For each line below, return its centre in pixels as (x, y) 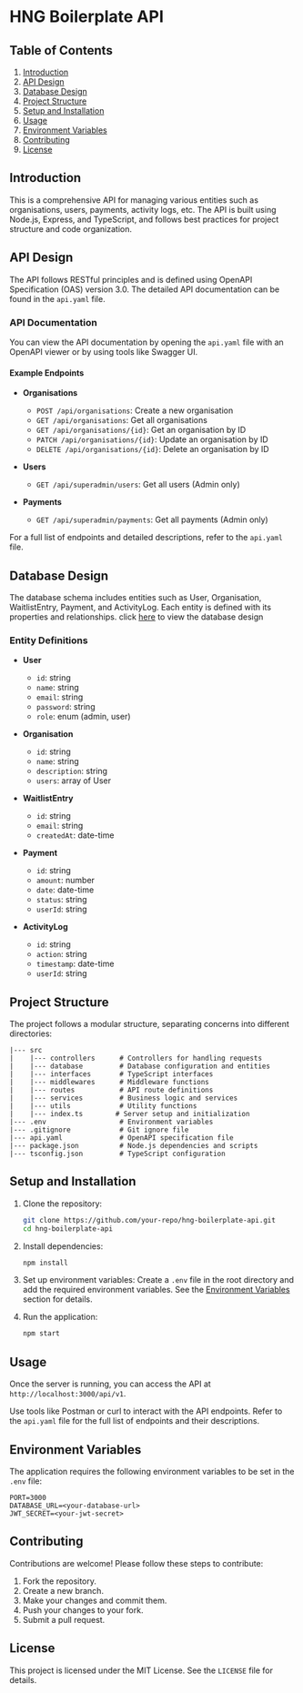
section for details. (57, 1299)
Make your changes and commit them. (95, 1600)
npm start (41, 1334)
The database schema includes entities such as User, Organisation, (136, 597)
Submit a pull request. (64, 1619)
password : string (66, 707)
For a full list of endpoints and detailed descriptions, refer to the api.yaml (146, 538)
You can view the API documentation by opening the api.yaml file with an (146, 342)
